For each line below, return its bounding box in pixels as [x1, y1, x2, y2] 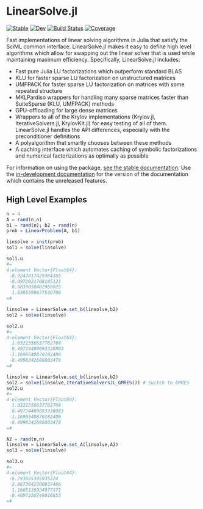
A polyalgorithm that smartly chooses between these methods [15, 139, 172, 146]
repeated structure [15, 87, 63, 94]
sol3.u [6, 458, 23, 465]
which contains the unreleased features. [6, 177, 108, 184]
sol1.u [6, 255, 23, 262]
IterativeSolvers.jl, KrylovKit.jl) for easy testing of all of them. [15, 119, 168, 126]
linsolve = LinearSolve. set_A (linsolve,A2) [6, 442, 119, 448]
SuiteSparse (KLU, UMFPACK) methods [15, 100, 115, 108]
